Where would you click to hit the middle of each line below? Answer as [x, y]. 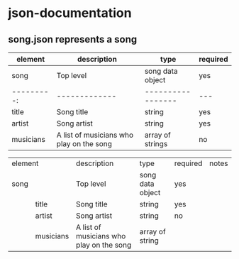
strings [156, 144]
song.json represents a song [73, 39]
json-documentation [70, 13]
